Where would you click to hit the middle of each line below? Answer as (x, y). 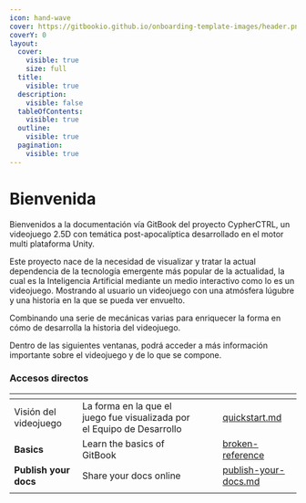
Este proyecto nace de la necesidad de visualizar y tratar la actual (133, 261)
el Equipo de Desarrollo (132, 428)
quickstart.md (252, 417)
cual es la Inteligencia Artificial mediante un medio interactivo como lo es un (152, 280)
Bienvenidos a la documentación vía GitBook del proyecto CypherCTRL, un (150, 224)
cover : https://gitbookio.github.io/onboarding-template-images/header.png (156, 26)
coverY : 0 (28, 35)
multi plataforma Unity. (52, 244)
